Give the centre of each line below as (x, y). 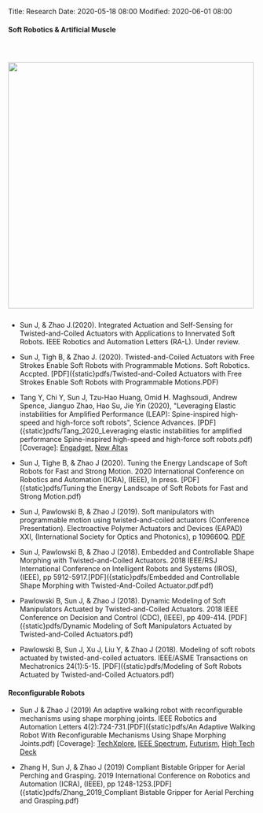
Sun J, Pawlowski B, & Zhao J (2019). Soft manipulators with (117, 512)
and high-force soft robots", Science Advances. (119, 423)
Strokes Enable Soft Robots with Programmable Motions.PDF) (119, 382)
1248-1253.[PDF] (144, 784)
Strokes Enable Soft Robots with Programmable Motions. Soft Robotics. (135, 366)
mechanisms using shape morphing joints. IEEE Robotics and (118, 718)
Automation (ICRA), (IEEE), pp (68, 784)
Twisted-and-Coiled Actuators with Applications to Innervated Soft (127, 333)
